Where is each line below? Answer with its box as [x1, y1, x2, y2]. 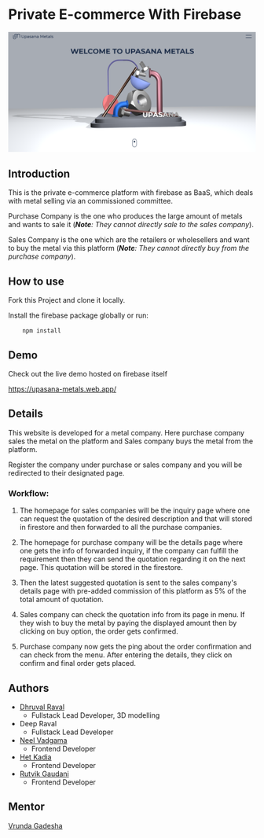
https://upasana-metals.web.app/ [8, 384, 116, 394]
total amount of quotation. [19, 595, 104, 605]
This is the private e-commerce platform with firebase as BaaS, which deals [8, 188, 254, 197]
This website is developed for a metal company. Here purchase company [8, 428, 245, 437]
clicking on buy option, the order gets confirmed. [19, 627, 178, 636]
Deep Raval [19, 719, 57, 728]
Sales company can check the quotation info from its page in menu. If [19, 610, 245, 619]
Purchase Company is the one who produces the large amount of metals [8, 211, 243, 221]
